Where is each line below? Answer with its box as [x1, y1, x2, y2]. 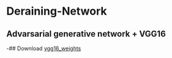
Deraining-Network [6, 4, 107, 18]
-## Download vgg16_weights [6, 45, 81, 52]
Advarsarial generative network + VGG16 [6, 29, 166, 39]
